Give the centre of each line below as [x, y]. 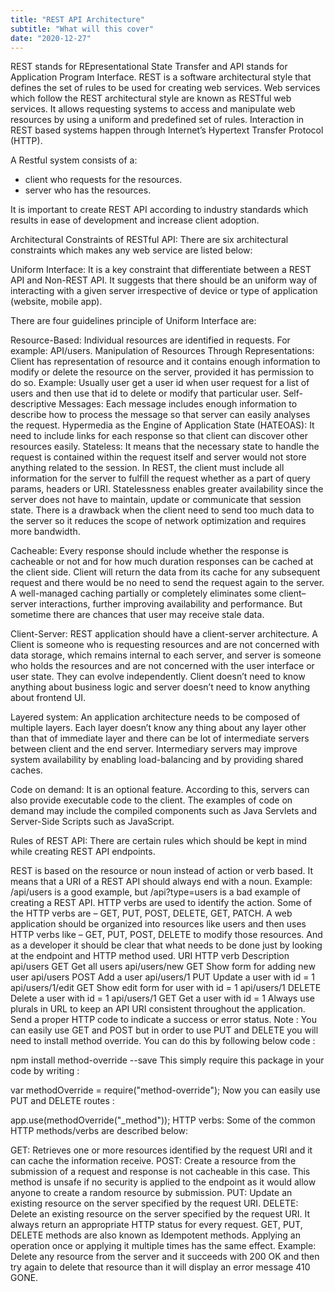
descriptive [33, 404]
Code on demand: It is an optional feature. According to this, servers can [160, 790]
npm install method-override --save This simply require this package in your [167, 1060]
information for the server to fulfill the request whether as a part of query [160, 478]
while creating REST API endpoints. [83, 852]
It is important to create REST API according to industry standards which [159, 210]
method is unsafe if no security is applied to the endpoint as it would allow [163, 1182]
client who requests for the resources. [103, 180]
